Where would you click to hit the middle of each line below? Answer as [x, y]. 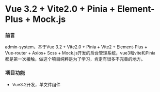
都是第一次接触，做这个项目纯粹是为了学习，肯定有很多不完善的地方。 [75, 59]
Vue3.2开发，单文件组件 [36, 84]
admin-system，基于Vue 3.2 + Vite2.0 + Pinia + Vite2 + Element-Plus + [76, 47]
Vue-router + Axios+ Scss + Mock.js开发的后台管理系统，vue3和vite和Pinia [80, 53]
